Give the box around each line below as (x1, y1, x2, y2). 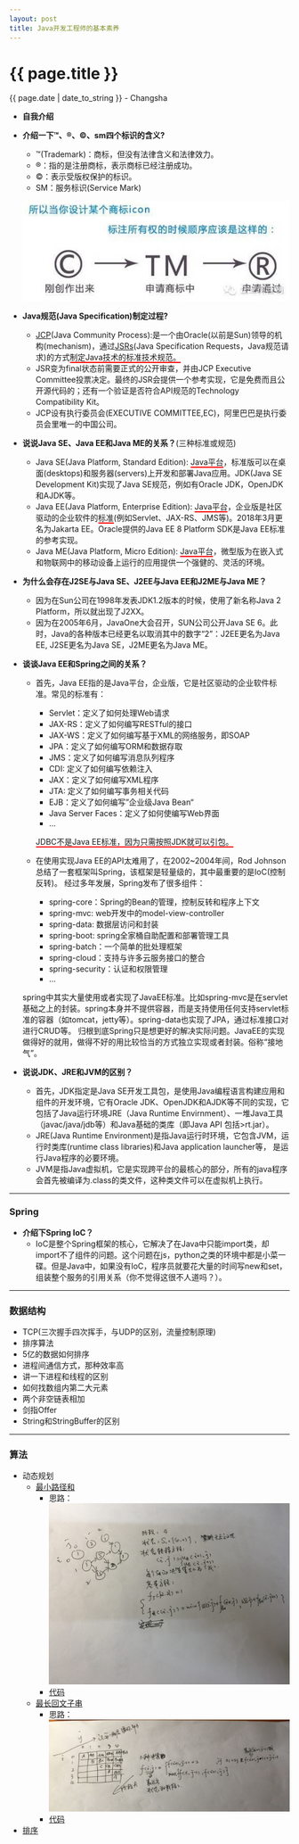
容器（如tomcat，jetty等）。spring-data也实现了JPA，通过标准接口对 (37, 1013, 289, 1025)
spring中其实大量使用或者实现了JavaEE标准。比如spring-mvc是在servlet (21, 991, 288, 1003)
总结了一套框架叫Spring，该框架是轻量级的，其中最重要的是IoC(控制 (35, 866, 287, 877)
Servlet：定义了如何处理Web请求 (48, 707, 170, 718)
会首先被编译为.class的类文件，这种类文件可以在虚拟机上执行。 (35, 1174, 268, 1186)
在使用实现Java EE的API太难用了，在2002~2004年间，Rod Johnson (35, 855, 287, 865)
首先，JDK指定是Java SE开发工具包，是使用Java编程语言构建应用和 (35, 1085, 286, 1096)
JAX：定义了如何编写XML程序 (48, 774, 159, 785)
